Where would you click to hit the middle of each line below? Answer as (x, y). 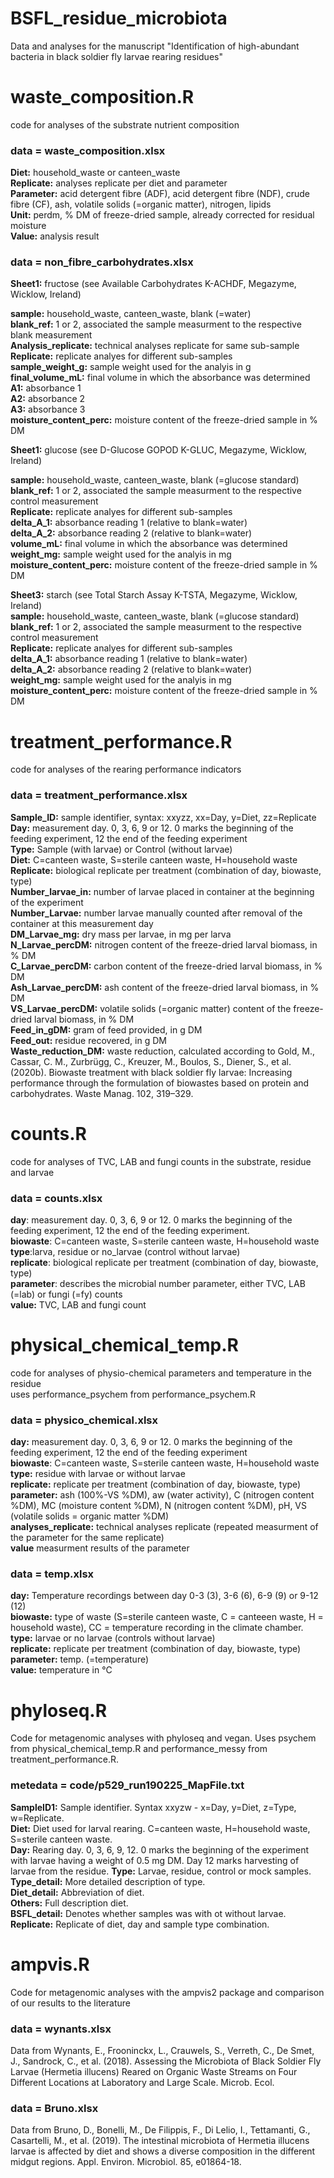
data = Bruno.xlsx (54, 2108)
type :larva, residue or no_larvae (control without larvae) (125, 1251)
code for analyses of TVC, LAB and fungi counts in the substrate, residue (161, 1161)
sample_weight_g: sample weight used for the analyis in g (131, 367)
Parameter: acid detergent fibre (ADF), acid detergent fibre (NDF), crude (160, 194)
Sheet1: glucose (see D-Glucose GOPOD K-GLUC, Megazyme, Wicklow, (159, 450)
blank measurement (51, 335)
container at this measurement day (82, 923)
